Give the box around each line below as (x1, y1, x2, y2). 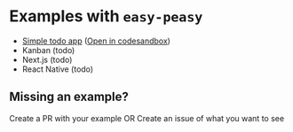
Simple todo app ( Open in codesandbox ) (21, 35, 171, 46)
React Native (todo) (21, 64, 94, 74)
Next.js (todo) (21, 54, 73, 65)
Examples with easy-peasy (9, 6, 203, 27)
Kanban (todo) (21, 44, 75, 55)
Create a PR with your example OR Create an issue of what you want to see (9, 113, 285, 123)
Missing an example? (9, 89, 129, 105)
